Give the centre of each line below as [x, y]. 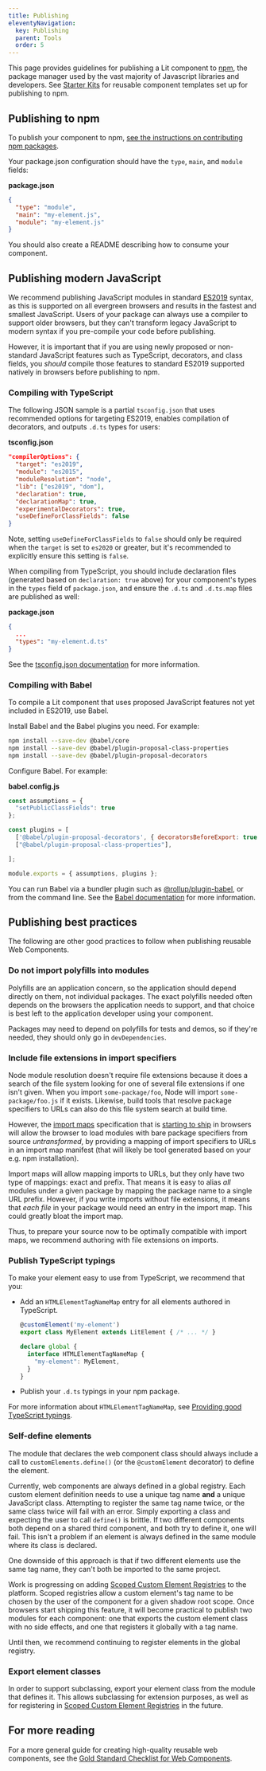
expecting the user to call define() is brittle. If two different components [126, 1519]
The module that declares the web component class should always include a [133, 1453]
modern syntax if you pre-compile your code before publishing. [112, 331]
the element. [29, 1470]
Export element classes [55, 1671]
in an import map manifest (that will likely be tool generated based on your [130, 1150]
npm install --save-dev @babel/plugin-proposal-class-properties [118, 748]
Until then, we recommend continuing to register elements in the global [124, 1642]
